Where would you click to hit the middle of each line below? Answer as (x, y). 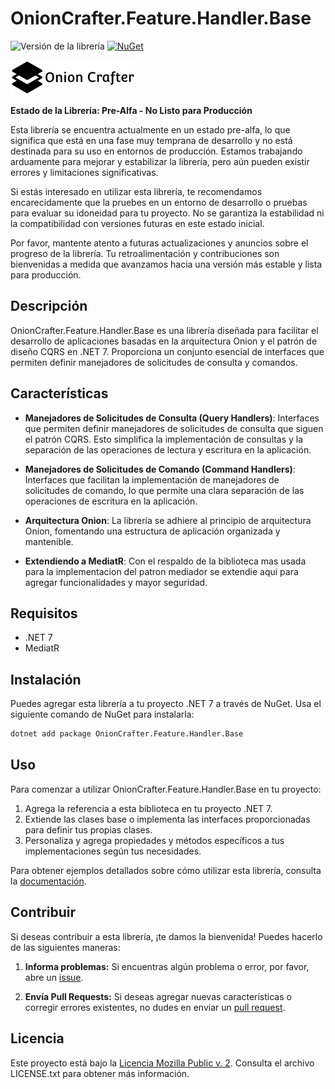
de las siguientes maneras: (65, 947)
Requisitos (44, 613)
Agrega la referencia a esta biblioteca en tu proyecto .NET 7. (148, 808)
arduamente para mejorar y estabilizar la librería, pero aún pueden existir (160, 161)
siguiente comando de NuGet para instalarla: (102, 714)
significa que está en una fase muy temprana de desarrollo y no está (151, 140)
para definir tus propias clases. (88, 829)
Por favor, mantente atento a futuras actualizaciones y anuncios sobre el (159, 243)
